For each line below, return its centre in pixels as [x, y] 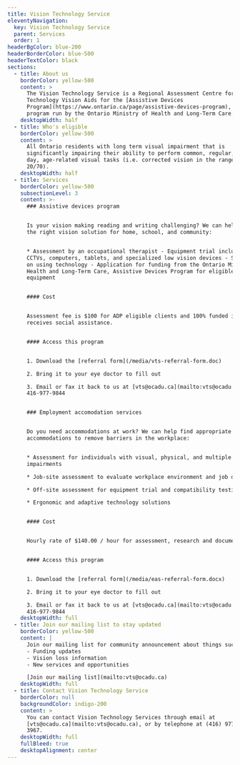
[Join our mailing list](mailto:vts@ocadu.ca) [97, 678]
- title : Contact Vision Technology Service [81, 691]
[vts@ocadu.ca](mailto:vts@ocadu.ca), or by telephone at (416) [124, 724]
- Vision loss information [66, 658]
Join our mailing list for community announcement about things [124, 644]
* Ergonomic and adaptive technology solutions [99, 503]
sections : [22, 67]
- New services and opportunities [78, 664]
